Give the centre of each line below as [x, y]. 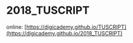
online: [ [16, 27]
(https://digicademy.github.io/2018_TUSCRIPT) [64, 33]
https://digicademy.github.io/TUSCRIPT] [76, 27]
